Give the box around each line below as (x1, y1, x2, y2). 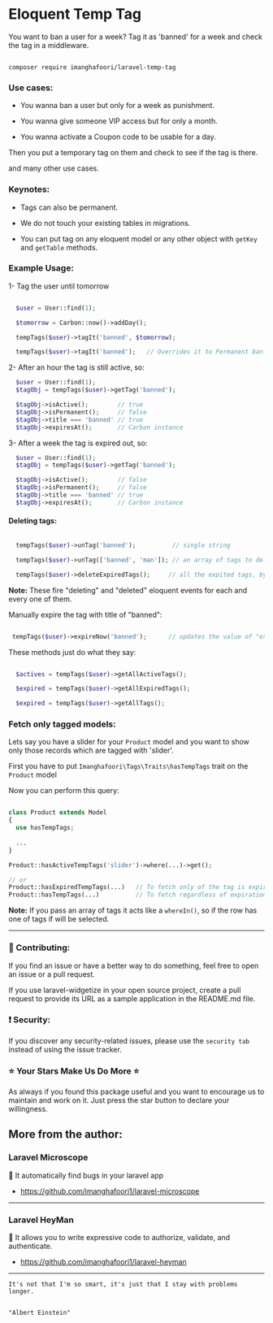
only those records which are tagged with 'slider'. (8, 745, 174, 756)
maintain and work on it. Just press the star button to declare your (8, 1095, 230, 1105)
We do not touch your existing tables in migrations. (19, 218, 191, 228)
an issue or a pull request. (8, 969, 95, 979)
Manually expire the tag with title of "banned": (8, 609, 162, 619)
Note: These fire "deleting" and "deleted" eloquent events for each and (8, 585, 248, 595)
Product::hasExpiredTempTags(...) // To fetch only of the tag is (8, 883, 245, 891)
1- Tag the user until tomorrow (8, 281, 110, 291)
